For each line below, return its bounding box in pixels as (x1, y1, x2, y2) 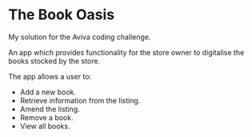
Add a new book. (19, 87, 76, 97)
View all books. (19, 121, 70, 131)
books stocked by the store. (8, 56, 101, 66)
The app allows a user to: (8, 71, 92, 81)
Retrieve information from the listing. (19, 95, 141, 105)
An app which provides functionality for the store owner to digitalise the (8, 47, 245, 57)
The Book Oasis (8, 6, 114, 24)
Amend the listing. (19, 104, 80, 114)
